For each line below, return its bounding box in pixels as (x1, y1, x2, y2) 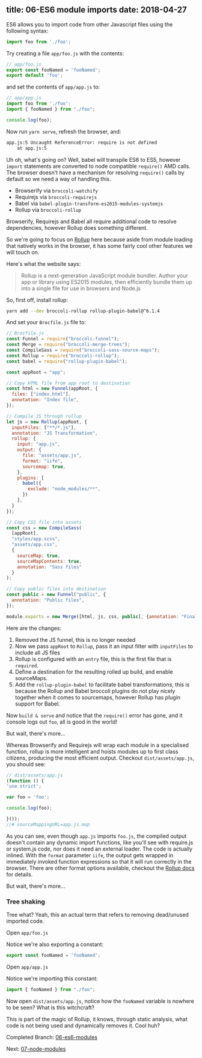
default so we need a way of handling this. (6, 175, 111, 182)
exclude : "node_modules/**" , (28, 486, 101, 492)
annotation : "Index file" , (11, 397, 79, 403)
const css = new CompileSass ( (6, 524, 82, 531)
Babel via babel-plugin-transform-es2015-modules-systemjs (14, 200, 164, 207)
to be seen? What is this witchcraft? (6, 1004, 95, 1011)
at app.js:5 (17, 145, 47, 151)
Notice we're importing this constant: (6, 974, 98, 982)
